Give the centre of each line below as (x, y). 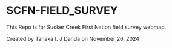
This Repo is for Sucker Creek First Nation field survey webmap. (86, 27)
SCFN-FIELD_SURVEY (62, 10)
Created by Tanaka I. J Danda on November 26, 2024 (73, 38)
